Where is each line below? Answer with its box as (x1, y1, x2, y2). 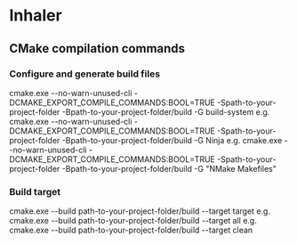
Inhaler (9, 5, 62, 26)
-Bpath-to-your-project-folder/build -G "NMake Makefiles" (61, 163, 277, 174)
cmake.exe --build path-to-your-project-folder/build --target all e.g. (9, 216, 258, 226)
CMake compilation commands (9, 41, 185, 56)
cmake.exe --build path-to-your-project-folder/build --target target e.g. (9, 206, 271, 216)
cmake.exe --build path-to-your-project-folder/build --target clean (9, 224, 253, 236)
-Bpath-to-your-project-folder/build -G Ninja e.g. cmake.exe (61, 134, 283, 145)
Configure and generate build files (9, 68, 161, 80)
